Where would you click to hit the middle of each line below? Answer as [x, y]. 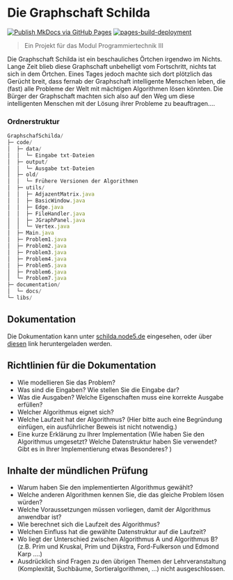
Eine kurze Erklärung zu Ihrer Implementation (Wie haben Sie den [111, 434]
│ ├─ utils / [26, 188]
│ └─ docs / [24, 291]
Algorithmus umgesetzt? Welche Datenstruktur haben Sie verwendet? [117, 441]
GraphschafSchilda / [35, 136]
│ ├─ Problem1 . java [37, 240]
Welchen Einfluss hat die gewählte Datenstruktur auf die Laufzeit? [112, 532]
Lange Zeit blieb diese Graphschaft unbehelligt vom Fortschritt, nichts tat [112, 66]
